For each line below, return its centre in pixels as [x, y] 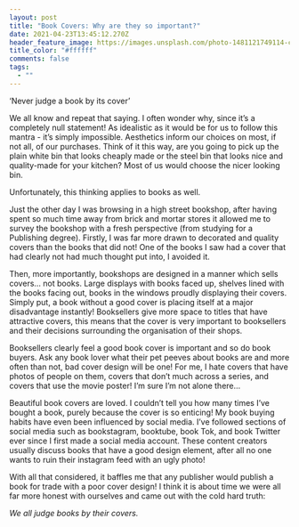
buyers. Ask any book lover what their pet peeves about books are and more [149, 357]
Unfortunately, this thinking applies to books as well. [105, 191]
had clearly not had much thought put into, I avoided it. [110, 256]
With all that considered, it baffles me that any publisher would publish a [141, 476]
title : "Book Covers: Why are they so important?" [105, 26]
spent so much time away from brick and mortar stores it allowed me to [140, 218]
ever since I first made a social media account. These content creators [138, 441]
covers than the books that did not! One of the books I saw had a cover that [148, 247]
